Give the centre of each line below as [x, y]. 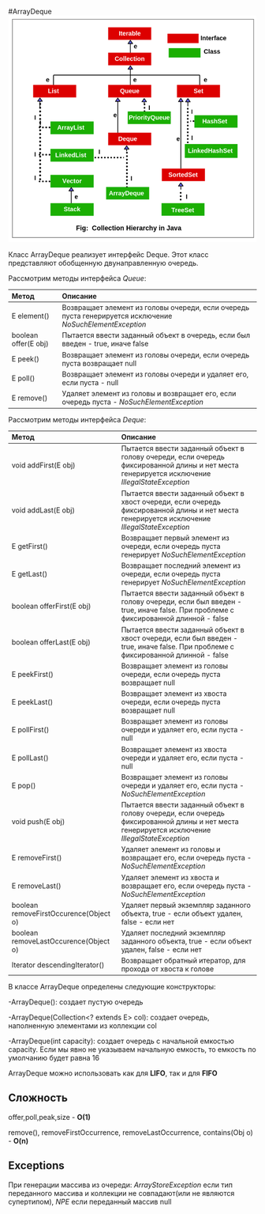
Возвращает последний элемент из [181, 565]
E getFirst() [30, 546]
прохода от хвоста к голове [168, 969]
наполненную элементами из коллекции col [83, 1025]
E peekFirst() [32, 674]
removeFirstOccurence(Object [61, 913]
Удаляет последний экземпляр [174, 933]
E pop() [24, 785]
